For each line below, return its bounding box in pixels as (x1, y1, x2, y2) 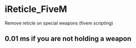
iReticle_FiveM (5, 3, 67, 15)
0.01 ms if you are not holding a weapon (5, 34, 131, 43)
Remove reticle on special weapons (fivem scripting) (5, 20, 113, 26)
